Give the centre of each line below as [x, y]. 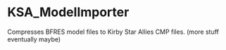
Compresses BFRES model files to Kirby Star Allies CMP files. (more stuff [113, 32]
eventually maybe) [34, 39]
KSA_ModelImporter [68, 12]
